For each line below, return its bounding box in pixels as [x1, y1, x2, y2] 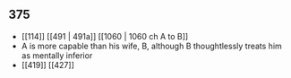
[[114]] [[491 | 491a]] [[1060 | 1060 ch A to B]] [21, 30, 189, 41]
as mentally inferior [21, 49, 93, 61]
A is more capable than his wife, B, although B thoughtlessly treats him [21, 40, 283, 51]
